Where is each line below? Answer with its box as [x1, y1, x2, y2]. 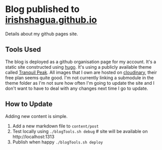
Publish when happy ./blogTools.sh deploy [12, 139, 103, 145]
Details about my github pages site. [5, 31, 79, 37]
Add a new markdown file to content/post [12, 123, 99, 129]
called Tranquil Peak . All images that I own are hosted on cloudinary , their [5, 69, 157, 75]
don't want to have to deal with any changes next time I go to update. [5, 85, 148, 91]
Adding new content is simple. [5, 113, 68, 119]
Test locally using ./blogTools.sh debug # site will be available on [12, 128, 148, 134]
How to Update [5, 100, 53, 108]
